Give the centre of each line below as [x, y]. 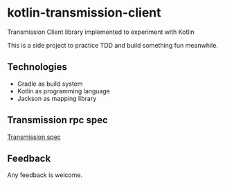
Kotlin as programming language [64, 91]
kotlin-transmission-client [84, 13]
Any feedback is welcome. [45, 175]
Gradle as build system [50, 84]
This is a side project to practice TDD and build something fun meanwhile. [112, 45]
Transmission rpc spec [58, 120]
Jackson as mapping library [57, 98]
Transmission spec [34, 137]
